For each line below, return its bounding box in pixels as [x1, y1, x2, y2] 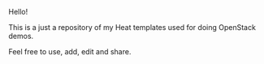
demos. [8, 32, 34, 41]
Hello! [8, 7, 28, 16]
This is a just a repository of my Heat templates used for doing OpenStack [8, 23, 256, 32]
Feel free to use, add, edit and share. [8, 47, 132, 56]
